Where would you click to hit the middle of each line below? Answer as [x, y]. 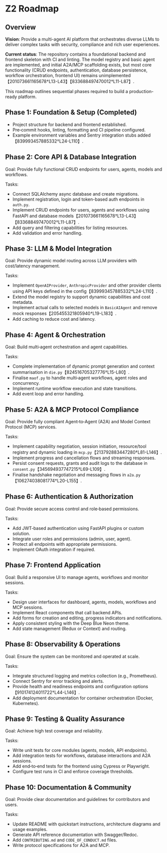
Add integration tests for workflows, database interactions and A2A [82, 755]
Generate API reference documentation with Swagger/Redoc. [75, 835]
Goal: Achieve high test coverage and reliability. [54, 731]
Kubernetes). [26, 703]
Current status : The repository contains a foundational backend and [76, 54]
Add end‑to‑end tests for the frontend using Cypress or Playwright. [81, 766]
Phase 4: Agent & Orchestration [55, 335]
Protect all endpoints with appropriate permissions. [65, 544]
